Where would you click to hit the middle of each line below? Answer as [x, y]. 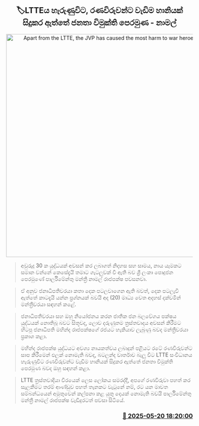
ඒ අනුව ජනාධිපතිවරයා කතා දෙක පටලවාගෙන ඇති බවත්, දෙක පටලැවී [100, 290]
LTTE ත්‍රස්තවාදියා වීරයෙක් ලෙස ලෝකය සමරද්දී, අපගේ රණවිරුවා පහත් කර [105, 380]
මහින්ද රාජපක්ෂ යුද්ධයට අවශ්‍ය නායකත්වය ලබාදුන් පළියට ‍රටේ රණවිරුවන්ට [106, 348]
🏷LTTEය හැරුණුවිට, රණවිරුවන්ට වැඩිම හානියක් [99, 10]
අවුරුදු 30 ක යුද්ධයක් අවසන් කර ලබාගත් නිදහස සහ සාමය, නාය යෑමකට [101, 265]
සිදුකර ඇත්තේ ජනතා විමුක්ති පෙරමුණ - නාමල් [99, 23]
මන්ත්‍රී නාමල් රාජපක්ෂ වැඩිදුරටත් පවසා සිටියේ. [73, 400]
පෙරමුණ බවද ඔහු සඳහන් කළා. [55, 368]
